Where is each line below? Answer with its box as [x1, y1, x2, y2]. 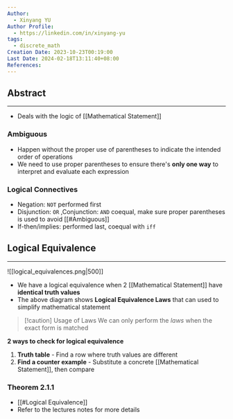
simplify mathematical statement [17, 303, 111, 311]
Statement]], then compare [17, 365, 95, 373]
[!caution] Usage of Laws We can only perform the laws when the [24, 316, 213, 324]
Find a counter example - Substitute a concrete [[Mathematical [17, 357, 199, 366]
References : [7, 62, 42, 69]
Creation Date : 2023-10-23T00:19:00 [7, 49, 113, 56]
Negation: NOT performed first [17, 200, 102, 208]
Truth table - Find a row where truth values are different [17, 350, 178, 359]
